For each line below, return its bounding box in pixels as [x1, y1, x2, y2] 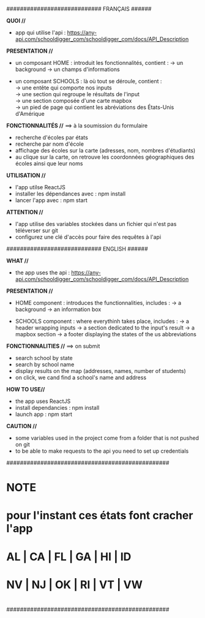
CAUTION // [6, 423, 37, 429]
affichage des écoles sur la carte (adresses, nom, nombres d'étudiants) [15, 147, 196, 154]
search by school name [15, 361, 75, 368]
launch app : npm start [15, 410, 72, 418]
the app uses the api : [15, 269, 70, 276]
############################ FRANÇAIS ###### [6, 6, 152, 12]
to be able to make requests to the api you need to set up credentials [15, 447, 189, 454]
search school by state [15, 355, 73, 361]
